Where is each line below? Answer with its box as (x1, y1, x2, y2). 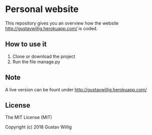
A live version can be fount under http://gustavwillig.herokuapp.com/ (5, 86, 147, 92)
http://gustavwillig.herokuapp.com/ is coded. (5, 25, 98, 31)
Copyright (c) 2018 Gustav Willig (5, 124, 72, 130)
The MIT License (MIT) (5, 114, 52, 120)
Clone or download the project (12, 53, 75, 59)
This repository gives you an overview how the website (5, 20, 119, 26)
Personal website (5, 4, 79, 15)
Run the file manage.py (12, 59, 60, 65)
